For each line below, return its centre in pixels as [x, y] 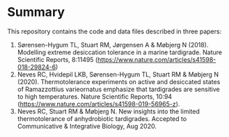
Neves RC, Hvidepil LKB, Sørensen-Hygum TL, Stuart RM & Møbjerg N [118, 74]
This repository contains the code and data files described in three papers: [114, 31]
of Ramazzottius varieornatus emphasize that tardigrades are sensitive [119, 89]
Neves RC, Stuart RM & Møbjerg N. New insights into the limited [108, 111]
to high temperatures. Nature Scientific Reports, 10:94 [95, 96]
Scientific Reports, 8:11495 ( [57, 59]
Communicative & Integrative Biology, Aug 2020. [87, 126]
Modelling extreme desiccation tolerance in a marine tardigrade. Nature [120, 52]
